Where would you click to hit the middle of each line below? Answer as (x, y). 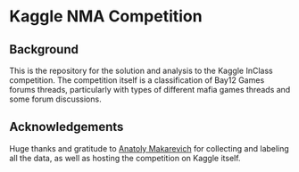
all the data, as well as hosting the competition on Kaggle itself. (125, 158)
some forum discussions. (55, 99)
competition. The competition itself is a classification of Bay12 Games (137, 80)
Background (44, 49)
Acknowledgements (66, 127)
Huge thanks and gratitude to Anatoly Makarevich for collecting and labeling (149, 148)
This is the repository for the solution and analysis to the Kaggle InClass (141, 70)
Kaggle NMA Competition (106, 16)
